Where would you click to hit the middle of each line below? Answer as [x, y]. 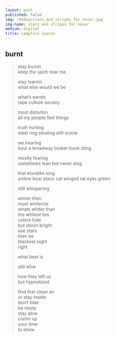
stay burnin [29, 66]
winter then [30, 198]
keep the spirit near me [42, 72]
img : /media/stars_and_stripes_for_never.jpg [54, 19]
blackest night [32, 241]
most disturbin [33, 112]
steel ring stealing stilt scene [47, 133]
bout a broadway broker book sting [54, 148]
